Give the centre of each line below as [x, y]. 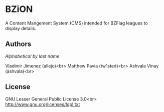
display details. [21, 28]
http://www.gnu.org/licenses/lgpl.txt [43, 104]
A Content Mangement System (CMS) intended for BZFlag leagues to [76, 23]
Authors [18, 44]
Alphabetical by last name [32, 56]
